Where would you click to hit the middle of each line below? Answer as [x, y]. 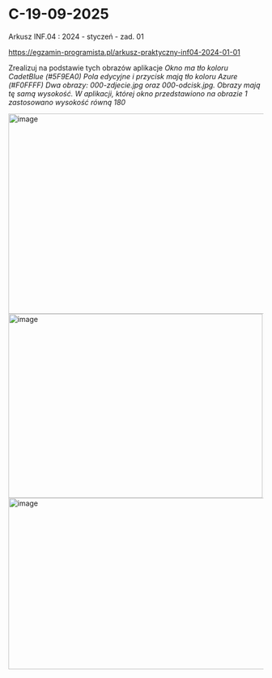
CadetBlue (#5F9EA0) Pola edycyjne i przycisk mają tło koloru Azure [123, 76]
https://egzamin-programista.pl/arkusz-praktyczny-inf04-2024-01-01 [124, 52]
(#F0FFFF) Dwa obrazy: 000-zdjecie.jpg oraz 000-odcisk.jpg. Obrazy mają [134, 85]
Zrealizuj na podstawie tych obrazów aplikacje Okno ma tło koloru [118, 68]
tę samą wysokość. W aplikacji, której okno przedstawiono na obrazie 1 [128, 93]
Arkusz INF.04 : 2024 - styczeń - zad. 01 [76, 36]
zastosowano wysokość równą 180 [67, 102]
